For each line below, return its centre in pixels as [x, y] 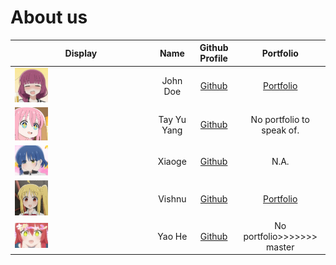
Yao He [172, 236]
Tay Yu [172, 119]
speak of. [280, 130]
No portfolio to [280, 119]
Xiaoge [172, 162]
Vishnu [172, 199]
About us [49, 17]
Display [81, 53]
